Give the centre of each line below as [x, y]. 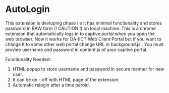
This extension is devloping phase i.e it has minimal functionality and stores [84, 23]
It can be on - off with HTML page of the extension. [66, 79]
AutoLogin [28, 9]
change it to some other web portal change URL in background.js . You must [84, 44]
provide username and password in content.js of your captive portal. [76, 49]
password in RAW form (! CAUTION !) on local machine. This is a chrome [81, 28]
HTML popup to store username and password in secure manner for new [88, 69]
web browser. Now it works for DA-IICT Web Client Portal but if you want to [83, 39]
